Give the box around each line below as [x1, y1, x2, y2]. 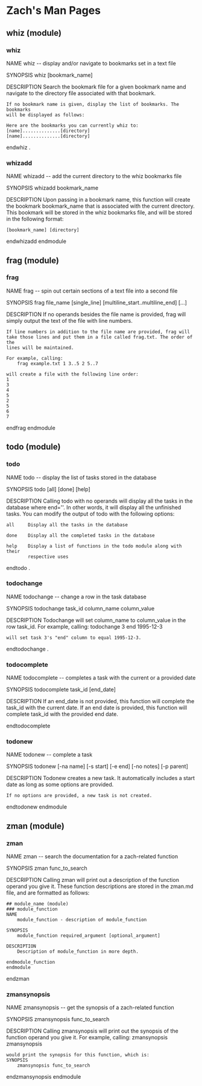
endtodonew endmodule [6, 803, 68, 810]
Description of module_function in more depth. [17, 949, 139, 955]
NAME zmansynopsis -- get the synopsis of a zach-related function [6, 1004, 175, 1012]
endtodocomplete [6, 722, 51, 730]
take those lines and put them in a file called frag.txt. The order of [6, 334, 193, 340]
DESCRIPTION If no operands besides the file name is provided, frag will [6, 310, 186, 318]
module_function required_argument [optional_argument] [17, 933, 161, 939]
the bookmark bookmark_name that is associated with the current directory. [6, 202, 195, 210]
